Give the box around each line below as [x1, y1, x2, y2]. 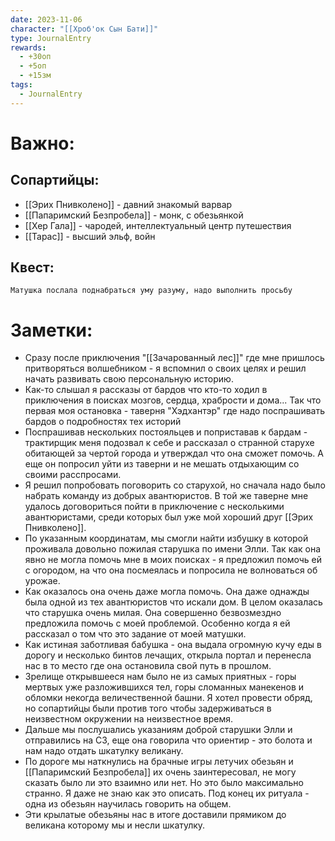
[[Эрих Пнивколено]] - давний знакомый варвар [24, 198, 233, 210]
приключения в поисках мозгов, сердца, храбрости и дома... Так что [24, 394, 322, 406]
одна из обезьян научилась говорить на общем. [24, 798, 232, 810]
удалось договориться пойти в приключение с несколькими [24, 501, 285, 513]
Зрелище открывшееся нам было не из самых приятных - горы [24, 671, 297, 683]
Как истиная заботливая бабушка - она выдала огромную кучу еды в [24, 639, 323, 651]
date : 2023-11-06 [10, 14, 83, 25]
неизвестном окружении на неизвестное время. [24, 713, 234, 725]
